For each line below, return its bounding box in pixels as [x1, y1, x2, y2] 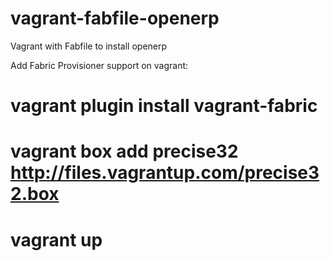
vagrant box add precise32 [10, 140, 239, 163]
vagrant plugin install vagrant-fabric [10, 95, 318, 117]
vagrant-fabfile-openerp [10, 7, 220, 30]
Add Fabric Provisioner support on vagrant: [10, 59, 189, 71]
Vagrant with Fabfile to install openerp [10, 40, 168, 52]
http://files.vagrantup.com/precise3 [10, 162, 320, 184]
